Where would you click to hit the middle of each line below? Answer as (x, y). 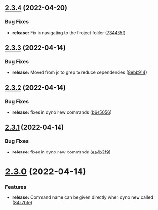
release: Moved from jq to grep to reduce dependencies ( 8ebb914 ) (79, 72)
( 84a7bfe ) (22, 203)
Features (16, 187)
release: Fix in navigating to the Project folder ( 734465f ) (69, 32)
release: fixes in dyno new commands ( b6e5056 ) (62, 112)
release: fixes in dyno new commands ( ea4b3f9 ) (61, 152)
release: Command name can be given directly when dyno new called (83, 197)
